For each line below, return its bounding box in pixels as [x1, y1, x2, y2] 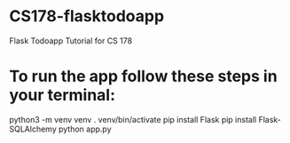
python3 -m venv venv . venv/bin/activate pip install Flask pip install [9, 114, 257, 124]
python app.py [58, 124, 112, 134]
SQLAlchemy [9, 124, 58, 134]
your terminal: [9, 86, 116, 105]
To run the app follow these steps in [9, 66, 278, 87]
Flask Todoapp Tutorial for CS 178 [9, 35, 133, 46]
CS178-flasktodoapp [9, 6, 165, 26]
